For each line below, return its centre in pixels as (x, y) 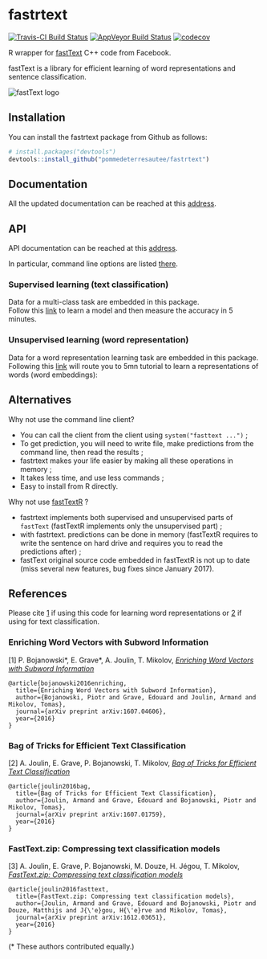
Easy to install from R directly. (69, 486)
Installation (37, 118)
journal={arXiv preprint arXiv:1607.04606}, (91, 711)
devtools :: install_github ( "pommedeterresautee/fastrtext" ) (109, 159)
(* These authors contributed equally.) (71, 947)
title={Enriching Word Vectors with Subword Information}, (116, 690)
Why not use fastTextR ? (49, 502)
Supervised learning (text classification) (89, 285)
